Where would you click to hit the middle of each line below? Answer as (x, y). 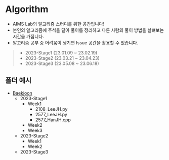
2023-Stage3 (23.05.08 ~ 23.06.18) (62, 63)
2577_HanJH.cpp (53, 120)
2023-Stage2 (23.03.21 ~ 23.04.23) (62, 58)
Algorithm (27, 9)
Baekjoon (23, 93)
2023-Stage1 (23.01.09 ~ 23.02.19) (61, 53)
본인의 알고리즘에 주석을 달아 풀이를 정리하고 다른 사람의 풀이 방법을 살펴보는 (88, 30)
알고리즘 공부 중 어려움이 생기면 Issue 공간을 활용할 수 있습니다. (75, 43)
